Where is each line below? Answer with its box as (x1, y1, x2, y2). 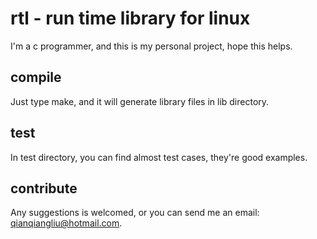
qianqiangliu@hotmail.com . (10, 217, 123, 229)
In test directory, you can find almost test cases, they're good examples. (10, 151, 308, 163)
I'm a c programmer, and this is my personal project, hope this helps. (10, 40, 293, 52)
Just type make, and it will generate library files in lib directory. (10, 95, 270, 107)
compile (10, 69, 62, 86)
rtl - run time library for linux (10, 7, 251, 30)
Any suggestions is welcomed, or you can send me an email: (10, 207, 260, 219)
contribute (10, 180, 78, 197)
